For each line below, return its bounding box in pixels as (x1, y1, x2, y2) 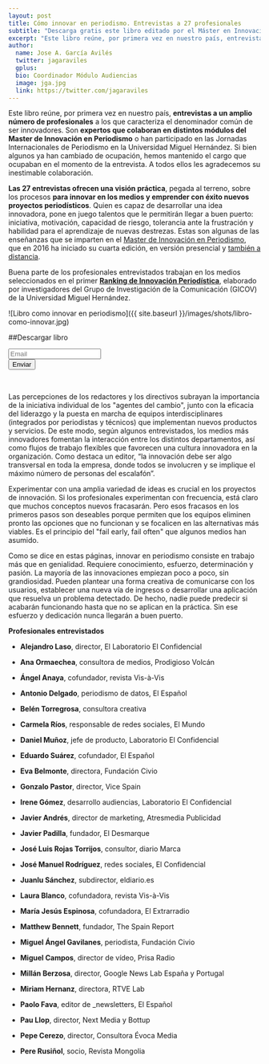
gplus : (15, 64, 38, 72)
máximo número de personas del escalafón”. (8, 469, 155, 479)
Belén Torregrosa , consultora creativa (19, 704, 147, 714)
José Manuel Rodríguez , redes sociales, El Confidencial (19, 860, 206, 870)
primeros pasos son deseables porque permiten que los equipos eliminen (8, 510, 251, 520)
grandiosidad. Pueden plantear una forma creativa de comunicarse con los (8, 577, 255, 586)
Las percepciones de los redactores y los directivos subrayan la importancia (8, 392, 260, 402)
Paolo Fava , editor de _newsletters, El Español (19, 1000, 173, 1009)
